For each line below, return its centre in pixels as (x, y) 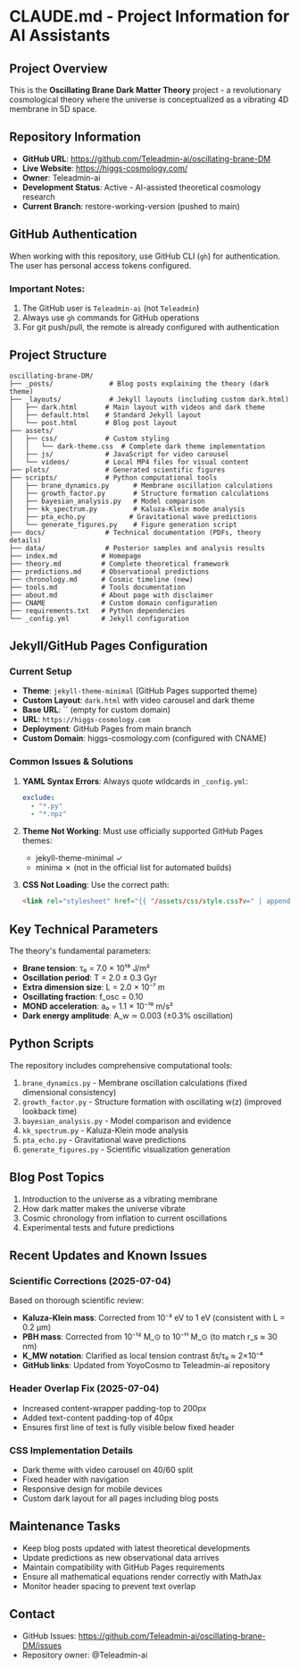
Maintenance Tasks (65, 1526)
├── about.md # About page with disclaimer (112, 595)
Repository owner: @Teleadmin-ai (85, 1655)
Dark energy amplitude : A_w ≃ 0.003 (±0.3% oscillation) (128, 1016)
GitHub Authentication (73, 234)
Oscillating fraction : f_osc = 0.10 (83, 997)
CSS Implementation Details (71, 1450)
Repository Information (75, 137)
